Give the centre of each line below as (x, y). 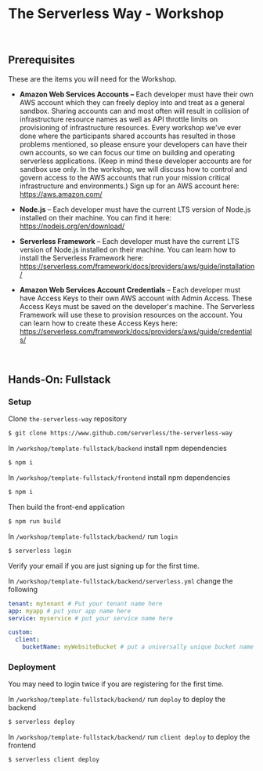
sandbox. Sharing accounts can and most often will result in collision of (134, 111)
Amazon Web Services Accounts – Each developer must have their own (136, 94)
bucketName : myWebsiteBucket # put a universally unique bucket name (138, 647)
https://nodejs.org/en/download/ (72, 226)
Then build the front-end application (67, 507)
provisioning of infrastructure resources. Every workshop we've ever (130, 127)
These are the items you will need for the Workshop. (93, 78)
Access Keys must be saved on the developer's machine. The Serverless (137, 306)
